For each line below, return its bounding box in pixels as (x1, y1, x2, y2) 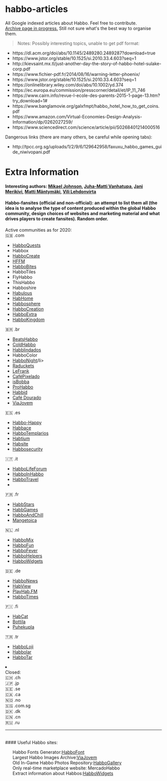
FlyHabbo (12, 274, 33, 280)
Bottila (12, 618, 26, 625)
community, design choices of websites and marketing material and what (5, 211, 160, 217)
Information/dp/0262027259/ (12, 119, 73, 125)
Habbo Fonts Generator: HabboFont (12, 749, 84, 755)
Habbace (12, 424, 31, 430)
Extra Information (5, 166, 79, 178)
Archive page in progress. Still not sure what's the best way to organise (5, 25, 152, 31)
